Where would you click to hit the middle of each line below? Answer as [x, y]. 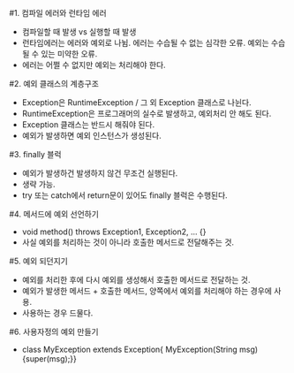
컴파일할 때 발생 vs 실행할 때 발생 [79, 32]
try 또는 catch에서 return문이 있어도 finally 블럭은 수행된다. [124, 195]
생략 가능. [38, 184]
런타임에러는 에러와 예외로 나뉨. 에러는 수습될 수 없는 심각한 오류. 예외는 [145, 43]
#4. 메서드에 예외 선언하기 [54, 214]
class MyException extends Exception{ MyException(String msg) [140, 349]
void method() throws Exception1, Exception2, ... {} [114, 232]
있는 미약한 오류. [69, 54]
